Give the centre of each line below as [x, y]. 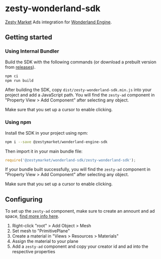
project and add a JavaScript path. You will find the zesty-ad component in [80, 95]
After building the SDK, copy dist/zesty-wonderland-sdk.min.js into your [78, 90]
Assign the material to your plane [45, 241]
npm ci [12, 76]
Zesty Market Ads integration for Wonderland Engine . [58, 22]
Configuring [24, 199]
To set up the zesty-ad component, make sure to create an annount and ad [80, 211]
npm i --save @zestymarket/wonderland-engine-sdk [56, 142]
